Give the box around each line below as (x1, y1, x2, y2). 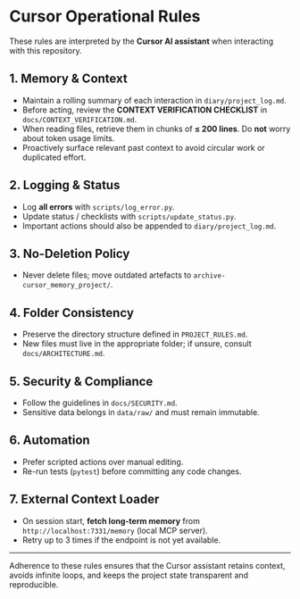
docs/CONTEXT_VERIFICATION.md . (21, 113, 137, 124)
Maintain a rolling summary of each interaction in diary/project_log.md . (21, 95, 287, 105)
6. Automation (9, 433, 91, 448)
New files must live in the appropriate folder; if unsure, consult (21, 338, 252, 349)
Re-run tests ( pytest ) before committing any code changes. (21, 466, 242, 477)
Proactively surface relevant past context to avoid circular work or (21, 142, 265, 153)
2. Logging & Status (9, 178, 121, 193)
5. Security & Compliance (9, 373, 154, 389)
